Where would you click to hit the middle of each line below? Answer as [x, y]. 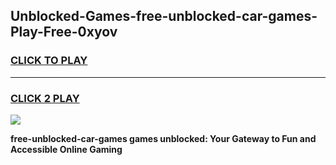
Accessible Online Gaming [66, 149]
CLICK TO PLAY [49, 61]
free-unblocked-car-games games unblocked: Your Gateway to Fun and [163, 138]
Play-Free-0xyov [64, 32]
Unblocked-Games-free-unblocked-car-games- [164, 16]
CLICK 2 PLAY [45, 98]
